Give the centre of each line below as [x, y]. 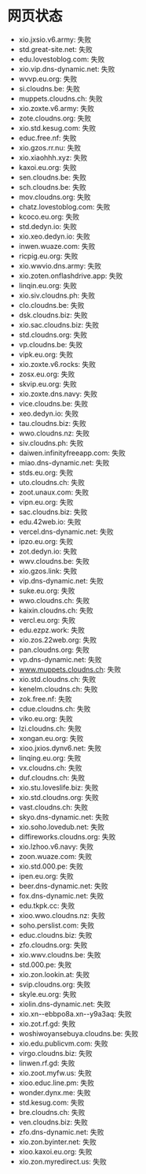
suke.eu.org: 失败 [47, 591]
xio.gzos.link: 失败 [48, 571]
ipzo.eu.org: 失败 [46, 541]
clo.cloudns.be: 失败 [51, 305]
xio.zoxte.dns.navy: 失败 [58, 394]
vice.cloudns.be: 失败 [53, 403]
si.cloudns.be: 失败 [49, 88]
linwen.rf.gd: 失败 [47, 1063]
